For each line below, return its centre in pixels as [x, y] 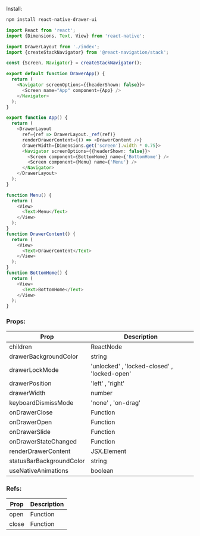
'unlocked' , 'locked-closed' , [132, 366]
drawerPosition [30, 383]
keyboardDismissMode [41, 403]
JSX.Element [109, 451]
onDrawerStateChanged [43, 442]
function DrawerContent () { [41, 234]
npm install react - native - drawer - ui [51, 20]
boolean [102, 471]
